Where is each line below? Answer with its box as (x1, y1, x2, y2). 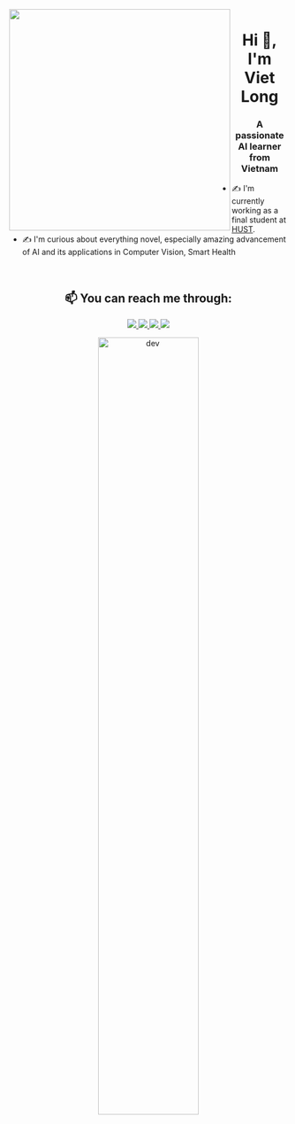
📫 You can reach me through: (64, 291, 232, 306)
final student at (231, 214, 287, 225)
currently (231, 196, 265, 206)
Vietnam (241, 163, 278, 175)
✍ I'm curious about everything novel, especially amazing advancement (21, 234, 287, 244)
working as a (231, 205, 279, 216)
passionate (235, 129, 284, 142)
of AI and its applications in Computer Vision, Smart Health (21, 247, 236, 258)
